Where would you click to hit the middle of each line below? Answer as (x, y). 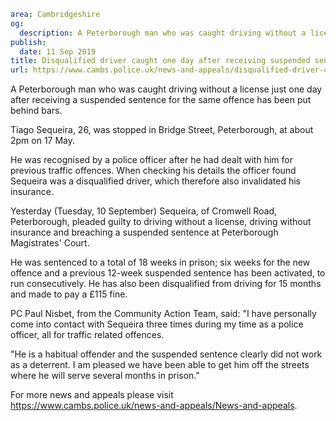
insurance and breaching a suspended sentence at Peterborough (144, 232)
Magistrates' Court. (50, 243)
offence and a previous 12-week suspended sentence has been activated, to (168, 273)
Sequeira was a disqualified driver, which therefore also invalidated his (155, 181)
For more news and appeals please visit (92, 395)
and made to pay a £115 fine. (69, 294)
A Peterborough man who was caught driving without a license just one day (166, 89)
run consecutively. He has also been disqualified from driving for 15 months (166, 284)
